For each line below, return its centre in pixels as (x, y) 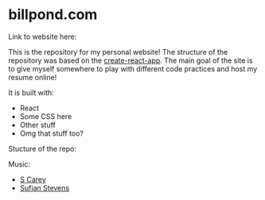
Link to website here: (43, 37)
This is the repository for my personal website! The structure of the (118, 52)
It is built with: (31, 92)
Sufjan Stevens (45, 187)
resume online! (33, 77)
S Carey (33, 179)
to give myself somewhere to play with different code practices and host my (133, 68)
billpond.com (53, 15)
